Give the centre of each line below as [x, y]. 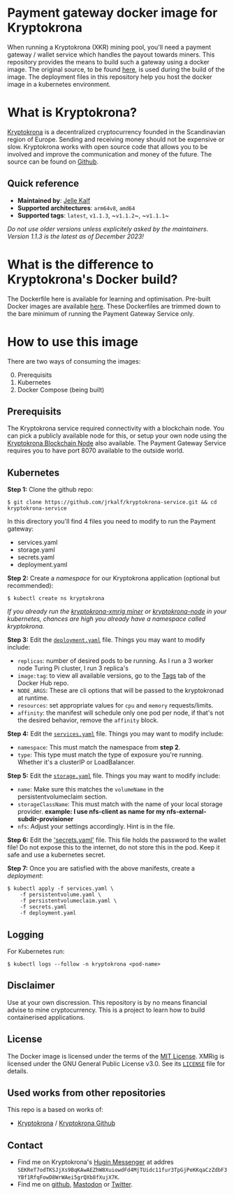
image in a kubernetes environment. [59, 84]
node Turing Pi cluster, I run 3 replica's [73, 668]
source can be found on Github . [53, 162]
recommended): [30, 586]
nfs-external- [187, 812]
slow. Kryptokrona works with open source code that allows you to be [108, 146]
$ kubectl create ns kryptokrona [56, 599]
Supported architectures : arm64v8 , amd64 [76, 208]
